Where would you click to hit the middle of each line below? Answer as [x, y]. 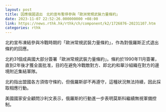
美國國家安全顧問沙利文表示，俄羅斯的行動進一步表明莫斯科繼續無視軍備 [79, 98]
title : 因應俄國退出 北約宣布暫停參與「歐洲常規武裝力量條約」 [62, 14]
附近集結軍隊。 [24, 71]
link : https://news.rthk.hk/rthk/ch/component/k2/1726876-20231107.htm [80, 23]
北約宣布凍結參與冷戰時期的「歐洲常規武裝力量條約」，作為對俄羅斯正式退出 [82, 43]
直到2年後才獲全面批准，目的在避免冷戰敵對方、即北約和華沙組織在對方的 [80, 65]
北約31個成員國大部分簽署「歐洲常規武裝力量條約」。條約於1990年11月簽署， [82, 59]
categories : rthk [23, 28]
